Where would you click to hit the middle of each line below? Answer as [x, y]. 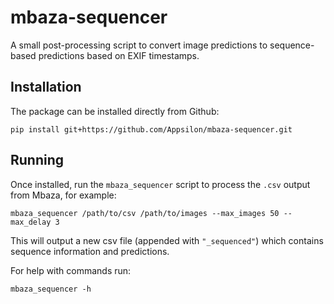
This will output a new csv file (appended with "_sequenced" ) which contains [167, 240]
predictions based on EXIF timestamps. [119, 55]
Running [37, 160]
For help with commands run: [71, 270]
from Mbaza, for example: [63, 195]
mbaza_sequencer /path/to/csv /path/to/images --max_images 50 [145, 213]
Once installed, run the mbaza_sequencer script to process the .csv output [160, 184]
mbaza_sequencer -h [51, 289]
